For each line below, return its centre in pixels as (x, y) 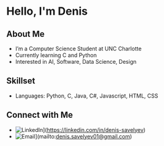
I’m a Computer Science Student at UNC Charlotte (78, 48)
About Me (25, 34)
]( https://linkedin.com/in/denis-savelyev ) (94, 129)
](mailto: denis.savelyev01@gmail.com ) (84, 136)
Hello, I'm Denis (47, 11)
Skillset (21, 81)
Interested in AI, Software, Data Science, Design (76, 62)
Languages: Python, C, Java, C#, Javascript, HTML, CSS (87, 96)
